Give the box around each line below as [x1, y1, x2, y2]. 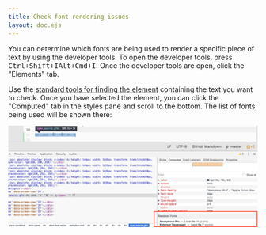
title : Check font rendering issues [8, 13, 129, 21]
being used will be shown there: [8, 109, 112, 119]
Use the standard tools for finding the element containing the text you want [8, 84, 253, 94]
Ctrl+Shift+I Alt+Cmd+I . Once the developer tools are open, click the [8, 60, 245, 70]
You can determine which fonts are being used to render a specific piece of [8, 44, 255, 53]
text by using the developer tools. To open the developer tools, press [8, 52, 233, 62]
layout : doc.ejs [8, 21, 62, 29]
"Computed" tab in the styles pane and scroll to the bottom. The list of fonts [8, 101, 256, 111]
